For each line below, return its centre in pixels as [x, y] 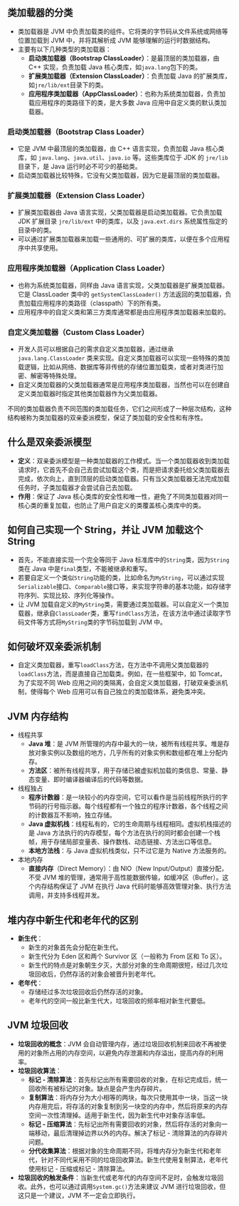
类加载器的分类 [40, 13]
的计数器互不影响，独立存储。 [72, 815]
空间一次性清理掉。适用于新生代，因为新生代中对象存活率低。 [119, 1115]
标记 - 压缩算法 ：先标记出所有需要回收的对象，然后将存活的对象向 [125, 1124]
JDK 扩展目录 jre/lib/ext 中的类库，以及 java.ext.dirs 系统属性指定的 [122, 221]
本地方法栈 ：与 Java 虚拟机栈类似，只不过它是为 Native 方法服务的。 [129, 851]
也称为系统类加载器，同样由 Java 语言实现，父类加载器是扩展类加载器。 [123, 285]
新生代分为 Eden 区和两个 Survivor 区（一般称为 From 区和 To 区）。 [127, 957]
